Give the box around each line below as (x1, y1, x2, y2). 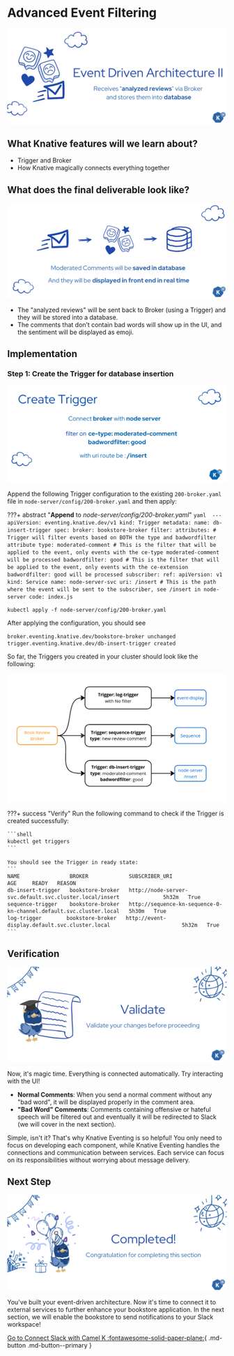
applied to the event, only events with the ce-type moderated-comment (7, 549, 219, 556)
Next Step (7, 1176, 52, 1188)
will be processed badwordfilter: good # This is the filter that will (7, 556, 219, 563)
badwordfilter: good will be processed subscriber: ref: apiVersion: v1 (7, 571, 223, 578)
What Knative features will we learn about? (7, 138, 198, 150)
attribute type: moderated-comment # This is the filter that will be (7, 541, 217, 548)
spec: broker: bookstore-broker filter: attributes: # (54, 527, 217, 534)
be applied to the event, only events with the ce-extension (7, 564, 189, 571)
